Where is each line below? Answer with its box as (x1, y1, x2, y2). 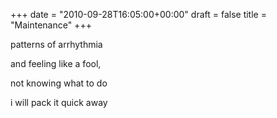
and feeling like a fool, (10, 58, 102, 69)
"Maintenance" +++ (10, 19, 92, 31)
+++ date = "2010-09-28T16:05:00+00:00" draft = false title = (10, 9, 267, 20)
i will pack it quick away (10, 97, 108, 108)
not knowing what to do (10, 77, 108, 89)
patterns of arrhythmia (10, 39, 103, 50)
